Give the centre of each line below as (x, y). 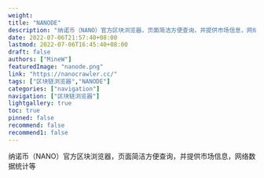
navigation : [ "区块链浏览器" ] (54, 96)
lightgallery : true (40, 103)
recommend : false (37, 125)
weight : (21, 15)
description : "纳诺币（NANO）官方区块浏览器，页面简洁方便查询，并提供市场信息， (128, 30)
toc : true (24, 111)
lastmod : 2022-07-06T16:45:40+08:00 (68, 45)
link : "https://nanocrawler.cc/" (63, 74)
